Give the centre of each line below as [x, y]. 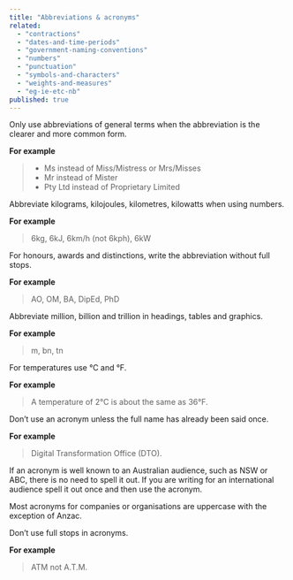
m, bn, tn [47, 351]
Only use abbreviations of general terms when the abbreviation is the [135, 125]
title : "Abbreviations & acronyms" [75, 17]
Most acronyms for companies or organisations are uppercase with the [138, 507]
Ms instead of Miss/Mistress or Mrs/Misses [122, 168]
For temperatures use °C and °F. [68, 368]
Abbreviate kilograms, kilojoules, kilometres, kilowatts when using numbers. [147, 204]
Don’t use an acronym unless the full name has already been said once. [139, 419]
